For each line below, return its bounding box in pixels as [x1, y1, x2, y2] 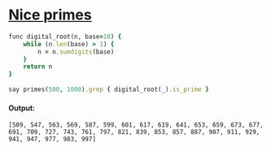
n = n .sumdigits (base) [37, 47, 115, 56]
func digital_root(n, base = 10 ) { [8, 32, 122, 41]
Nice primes [8, 6, 92, 24]
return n [23, 63, 53, 71]
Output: [8, 103, 35, 113]
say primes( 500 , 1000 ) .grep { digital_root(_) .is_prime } [8, 85, 209, 94]
